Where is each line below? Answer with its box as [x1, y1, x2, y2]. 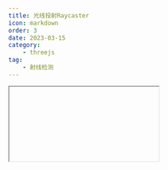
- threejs [22, 48, 56, 56]
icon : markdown [8, 19, 59, 27]
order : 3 [8, 26, 37, 34]
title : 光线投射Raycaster [8, 11, 90, 20]
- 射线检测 [22, 64, 54, 71]
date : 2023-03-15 [8, 33, 66, 42]
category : [8, 41, 41, 49]
